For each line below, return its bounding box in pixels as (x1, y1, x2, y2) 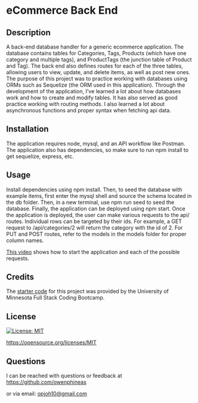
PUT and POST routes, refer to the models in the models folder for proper (6, 230, 187, 237)
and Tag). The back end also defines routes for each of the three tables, (6, 62, 183, 69)
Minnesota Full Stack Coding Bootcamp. (6, 294, 105, 301)
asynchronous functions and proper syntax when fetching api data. (6, 107, 171, 114)
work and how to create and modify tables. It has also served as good (6, 94, 178, 101)
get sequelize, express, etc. (6, 152, 74, 160)
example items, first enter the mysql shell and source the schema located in (6, 192, 192, 199)
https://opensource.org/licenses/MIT (6, 339, 97, 346)
